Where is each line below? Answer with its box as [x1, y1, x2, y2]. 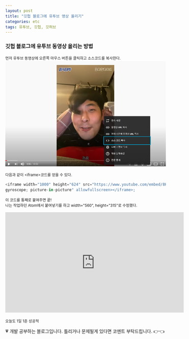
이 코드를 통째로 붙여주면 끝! [5, 198, 52, 203]
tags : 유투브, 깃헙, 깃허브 [5, 24, 57, 30]
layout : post [5, 8, 33, 13]
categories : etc [5, 19, 40, 24]
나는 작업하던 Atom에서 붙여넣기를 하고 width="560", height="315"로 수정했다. [5, 203, 138, 208]
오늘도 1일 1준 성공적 [5, 319, 39, 324]
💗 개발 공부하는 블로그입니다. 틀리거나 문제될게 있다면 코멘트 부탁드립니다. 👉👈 [5, 328, 165, 334]
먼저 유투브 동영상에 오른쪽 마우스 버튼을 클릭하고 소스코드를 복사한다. [5, 56, 121, 61]
